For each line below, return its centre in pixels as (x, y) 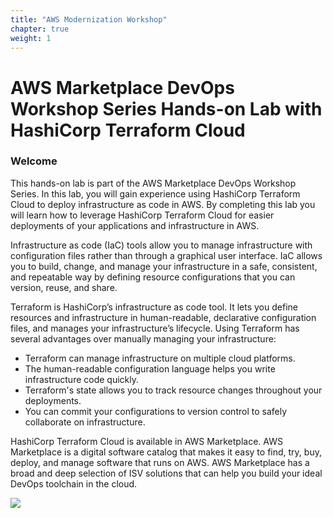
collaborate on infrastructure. (85, 422)
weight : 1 (31, 38)
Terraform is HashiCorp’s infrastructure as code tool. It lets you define (154, 307)
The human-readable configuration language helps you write (150, 368)
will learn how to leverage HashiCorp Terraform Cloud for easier (142, 215)
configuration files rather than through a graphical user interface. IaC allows (166, 255)
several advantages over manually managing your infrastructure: (143, 338)
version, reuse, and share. (64, 287)
